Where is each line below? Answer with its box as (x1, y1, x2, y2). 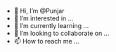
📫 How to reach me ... (13, 37, 79, 45)
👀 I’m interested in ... (13, 14, 74, 22)
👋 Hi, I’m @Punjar (13, 7, 65, 15)
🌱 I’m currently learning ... (13, 22, 89, 30)
